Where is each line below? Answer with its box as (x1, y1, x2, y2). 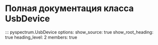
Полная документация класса (5, 3, 134, 14)
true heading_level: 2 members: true (5, 34, 78, 40)
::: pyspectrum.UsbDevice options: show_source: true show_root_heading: (5, 29, 154, 35)
